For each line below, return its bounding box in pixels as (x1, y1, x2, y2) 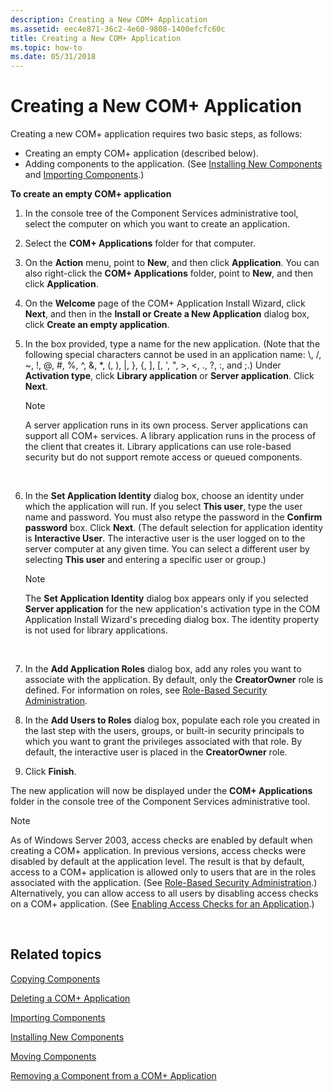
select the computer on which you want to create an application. (24, 218, 290, 230)
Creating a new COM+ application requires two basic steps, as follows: (10, 128, 303, 140)
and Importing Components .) (24, 169, 145, 181)
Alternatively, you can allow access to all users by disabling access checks (10, 887, 319, 900)
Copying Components (10, 972, 101, 985)
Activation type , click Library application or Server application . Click (24, 370, 315, 382)
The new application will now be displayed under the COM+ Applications (10, 785, 313, 797)
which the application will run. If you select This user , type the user (24, 501, 303, 513)
